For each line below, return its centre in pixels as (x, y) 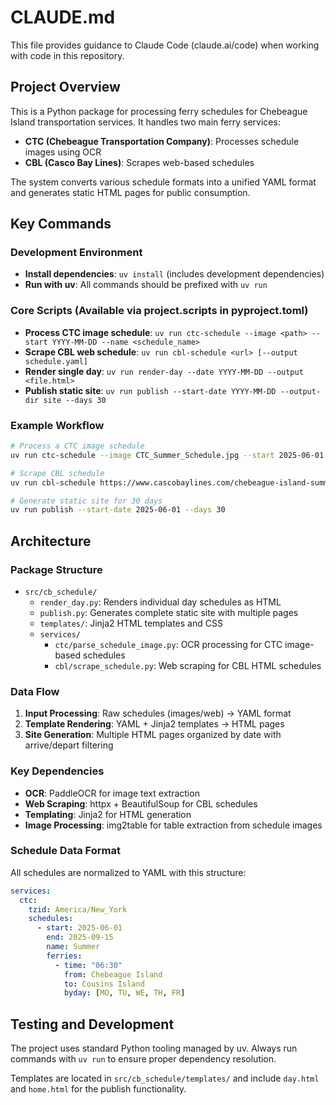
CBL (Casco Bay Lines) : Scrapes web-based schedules (139, 162)
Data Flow (35, 691)
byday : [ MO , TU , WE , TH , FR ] (124, 993)
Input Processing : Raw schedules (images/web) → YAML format (158, 713)
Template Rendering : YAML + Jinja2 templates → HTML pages (154, 724)
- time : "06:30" (88, 965)
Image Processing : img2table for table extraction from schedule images (173, 825)
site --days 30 (75, 400)
